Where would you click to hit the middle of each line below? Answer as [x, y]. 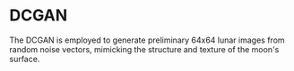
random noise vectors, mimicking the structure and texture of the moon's [144, 49]
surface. [25, 59]
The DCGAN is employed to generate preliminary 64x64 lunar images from [147, 40]
